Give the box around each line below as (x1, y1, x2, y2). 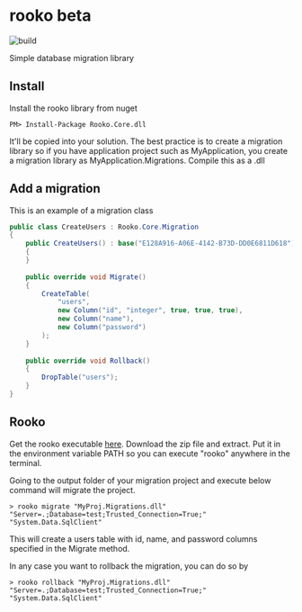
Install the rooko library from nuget (9, 103, 138, 113)
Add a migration (9, 181, 101, 196)
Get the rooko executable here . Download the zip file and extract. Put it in (9, 438, 281, 449)
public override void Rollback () (25, 356, 151, 365)
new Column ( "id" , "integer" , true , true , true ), (57, 306, 244, 315)
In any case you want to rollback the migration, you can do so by (9, 560, 249, 571)
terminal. (9, 457, 42, 468)
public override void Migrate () (25, 272, 147, 282)
